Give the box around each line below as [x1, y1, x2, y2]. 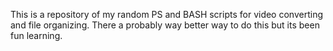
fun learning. [10, 30, 63, 41]
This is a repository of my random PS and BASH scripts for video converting [10, 9, 323, 20]
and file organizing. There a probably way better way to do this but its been [10, 19, 320, 31]
